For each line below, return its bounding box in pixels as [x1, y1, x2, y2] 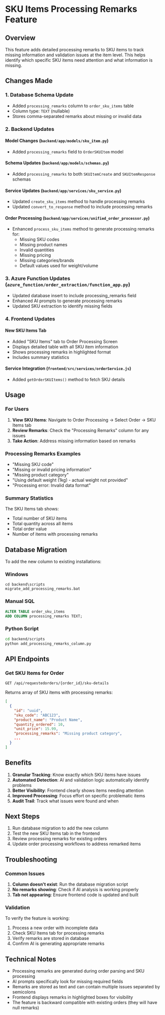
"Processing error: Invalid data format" [12, 482, 91, 488]
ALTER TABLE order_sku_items [5, 609, 65, 614]
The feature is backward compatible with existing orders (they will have [12, 1000, 158, 1006]
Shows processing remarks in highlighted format [12, 349, 111, 355]
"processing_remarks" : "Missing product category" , [14, 731, 122, 736]
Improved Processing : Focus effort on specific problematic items [12, 792, 145, 798]
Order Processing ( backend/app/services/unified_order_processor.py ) [5, 215, 150, 221]
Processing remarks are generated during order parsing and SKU [12, 968, 145, 974]
